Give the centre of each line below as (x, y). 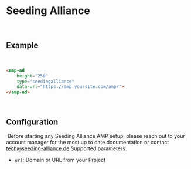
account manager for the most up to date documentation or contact (88, 142)
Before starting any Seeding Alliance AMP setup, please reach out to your (96, 136)
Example (22, 45)
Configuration (32, 122)
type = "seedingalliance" (46, 81)
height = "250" (33, 76)
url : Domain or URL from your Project (60, 160)
